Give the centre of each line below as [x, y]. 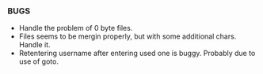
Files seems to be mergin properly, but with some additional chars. [128, 36]
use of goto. [38, 61]
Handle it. [34, 45]
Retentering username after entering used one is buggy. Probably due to [137, 54]
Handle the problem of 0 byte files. [76, 28]
